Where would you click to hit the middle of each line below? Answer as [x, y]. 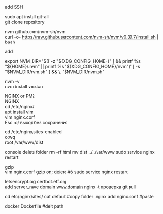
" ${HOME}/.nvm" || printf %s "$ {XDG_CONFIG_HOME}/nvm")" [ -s [73, 66]
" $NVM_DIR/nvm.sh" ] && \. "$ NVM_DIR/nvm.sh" [55, 72]
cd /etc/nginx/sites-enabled [33, 132]
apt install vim [19, 112]
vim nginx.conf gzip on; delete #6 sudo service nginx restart [66, 172]
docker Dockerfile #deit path [34, 206]
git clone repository [25, 22]
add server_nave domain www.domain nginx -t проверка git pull [71, 187]
